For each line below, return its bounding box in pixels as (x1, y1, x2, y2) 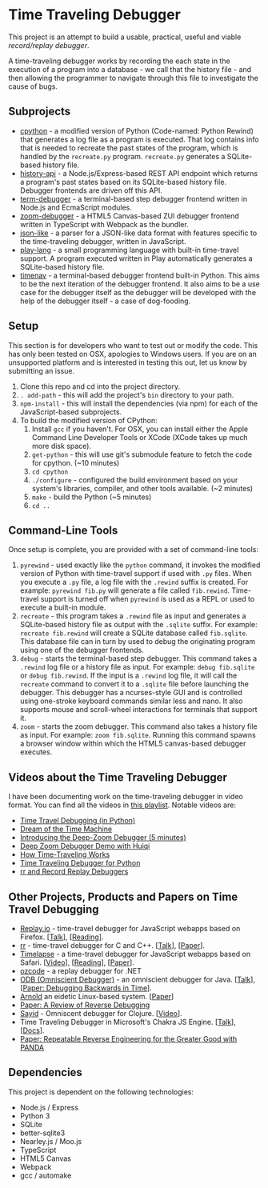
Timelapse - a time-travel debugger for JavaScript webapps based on (19, 950, 250, 958)
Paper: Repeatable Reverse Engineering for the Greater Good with (19, 1034, 238, 1043)
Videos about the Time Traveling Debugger (8, 770, 228, 784)
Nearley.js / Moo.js (19, 1136, 82, 1146)
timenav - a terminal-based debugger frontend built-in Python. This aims (19, 270, 260, 280)
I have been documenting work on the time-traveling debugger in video (8, 792, 244, 802)
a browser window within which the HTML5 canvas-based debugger (19, 738, 246, 749)
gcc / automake (19, 1170, 72, 1180)
